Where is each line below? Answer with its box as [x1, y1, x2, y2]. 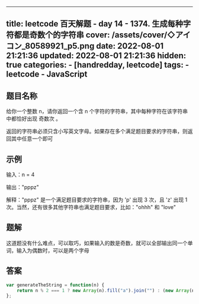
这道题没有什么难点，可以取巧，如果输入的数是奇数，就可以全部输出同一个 [6, 239, 188, 247]
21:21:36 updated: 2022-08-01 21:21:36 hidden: [6, 51, 187, 61]
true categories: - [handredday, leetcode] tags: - [6, 60, 190, 70]
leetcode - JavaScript [6, 69, 88, 79]
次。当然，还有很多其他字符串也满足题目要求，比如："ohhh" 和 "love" [6, 204, 176, 211]
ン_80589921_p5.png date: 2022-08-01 [14, 41, 164, 51]
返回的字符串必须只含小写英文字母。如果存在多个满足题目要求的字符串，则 [6, 128, 188, 135]
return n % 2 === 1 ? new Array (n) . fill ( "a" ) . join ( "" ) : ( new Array [17, 287, 190, 293]
